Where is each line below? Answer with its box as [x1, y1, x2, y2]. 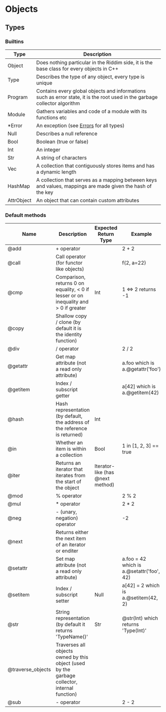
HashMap [7, 182, 31, 189]
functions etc [36, 114, 67, 121]
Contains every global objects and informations [36, 88, 146, 94]
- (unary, [55, 508, 78, 515]
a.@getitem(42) [122, 389, 159, 396]
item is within [55, 445, 86, 452]
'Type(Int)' [122, 627, 147, 634]
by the [55, 666, 71, 673]
